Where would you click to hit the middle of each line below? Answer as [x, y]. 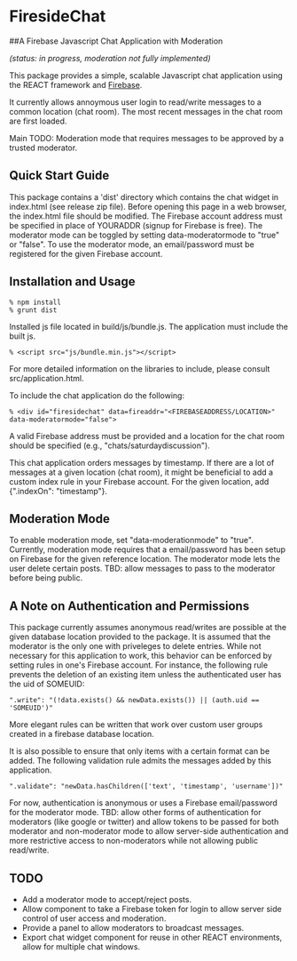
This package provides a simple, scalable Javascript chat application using [146, 75]
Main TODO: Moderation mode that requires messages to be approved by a [147, 138]
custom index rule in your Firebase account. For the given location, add [139, 481]
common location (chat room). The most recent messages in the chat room [146, 111]
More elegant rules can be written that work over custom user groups [136, 725]
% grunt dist [33, 310]
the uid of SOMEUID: [47, 684]
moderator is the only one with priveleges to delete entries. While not [135, 646]
